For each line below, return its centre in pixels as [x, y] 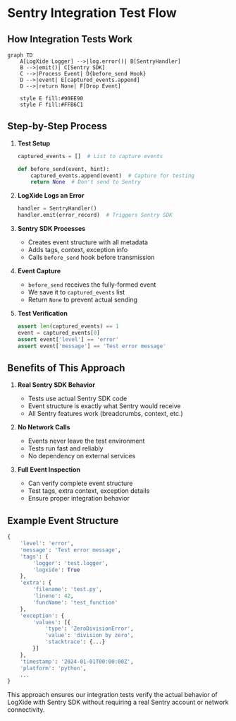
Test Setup [34, 143]
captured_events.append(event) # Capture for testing [113, 175]
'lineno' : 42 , [53, 596]
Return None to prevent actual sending [83, 300]
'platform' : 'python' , [53, 668]
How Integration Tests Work [70, 39]
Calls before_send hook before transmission [91, 257]
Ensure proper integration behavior [79, 499]
